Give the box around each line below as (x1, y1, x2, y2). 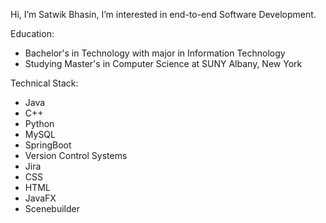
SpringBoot (24, 139, 72, 151)
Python (24, 118, 55, 129)
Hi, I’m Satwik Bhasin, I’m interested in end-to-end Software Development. (10, 9, 317, 20)
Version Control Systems (24, 150, 128, 161)
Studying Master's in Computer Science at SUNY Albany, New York (24, 58, 303, 69)
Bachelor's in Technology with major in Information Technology (24, 47, 286, 59)
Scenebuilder (24, 203, 81, 214)
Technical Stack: (10, 77, 79, 89)
